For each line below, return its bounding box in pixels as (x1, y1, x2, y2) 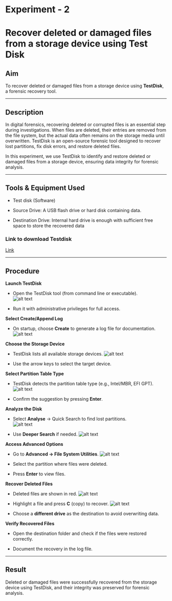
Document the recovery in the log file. (12, 546, 93, 552)
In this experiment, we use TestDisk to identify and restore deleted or (5, 153, 151, 159)
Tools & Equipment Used (5, 183, 85, 193)
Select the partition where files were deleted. (12, 461, 108, 467)
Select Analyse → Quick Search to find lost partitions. (12, 416, 127, 422)
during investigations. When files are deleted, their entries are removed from (5, 127, 166, 133)
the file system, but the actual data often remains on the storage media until (5, 132, 165, 138)
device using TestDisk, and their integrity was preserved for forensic (5, 584, 150, 590)
